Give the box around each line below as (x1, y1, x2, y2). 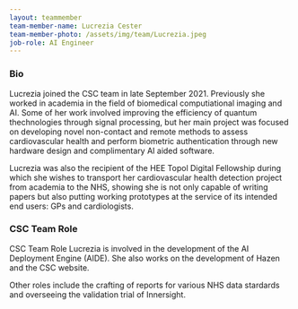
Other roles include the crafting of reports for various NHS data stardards (9, 279, 280, 290)
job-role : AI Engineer (9, 38, 94, 47)
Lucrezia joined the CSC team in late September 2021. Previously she (9, 88, 266, 99)
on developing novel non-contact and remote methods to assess (9, 126, 249, 137)
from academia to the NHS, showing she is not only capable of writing (9, 181, 268, 193)
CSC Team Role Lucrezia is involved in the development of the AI (9, 243, 250, 253)
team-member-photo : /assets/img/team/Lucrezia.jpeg (9, 30, 206, 39)
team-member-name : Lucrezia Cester (9, 21, 143, 30)
